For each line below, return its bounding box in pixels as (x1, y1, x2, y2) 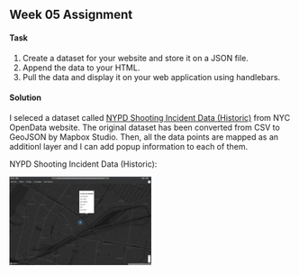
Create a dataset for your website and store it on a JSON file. (22, 52, 249, 63)
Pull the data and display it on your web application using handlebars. (22, 71, 281, 82)
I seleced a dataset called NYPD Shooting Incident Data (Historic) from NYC (9, 112, 291, 123)
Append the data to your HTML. (22, 62, 140, 73)
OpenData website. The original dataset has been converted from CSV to (9, 122, 281, 133)
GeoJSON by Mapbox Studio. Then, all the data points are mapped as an (9, 131, 279, 142)
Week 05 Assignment (9, 7, 133, 23)
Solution (9, 92, 42, 103)
